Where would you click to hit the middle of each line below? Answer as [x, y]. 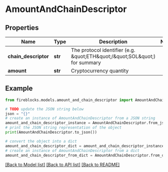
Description [113, 42]
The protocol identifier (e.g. [103, 50]
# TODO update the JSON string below [44, 109]
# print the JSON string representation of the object [63, 128]
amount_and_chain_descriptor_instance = [48, 123]
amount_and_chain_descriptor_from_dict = [49, 155]
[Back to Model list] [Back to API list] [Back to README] [62, 165]
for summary [86, 62]
